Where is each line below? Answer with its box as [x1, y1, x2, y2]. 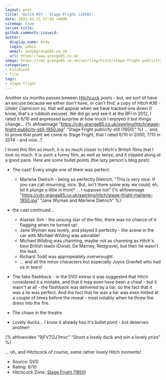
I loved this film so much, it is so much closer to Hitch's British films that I [5, 146, 154, 152]
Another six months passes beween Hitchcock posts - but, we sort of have [5, 95, 157, 101]
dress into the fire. [12, 300, 50, 306]
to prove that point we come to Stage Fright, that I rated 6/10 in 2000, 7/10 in [5, 131, 161, 137]
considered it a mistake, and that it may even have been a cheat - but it [12, 279, 157, 285]
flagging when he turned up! [19, 222, 78, 228]
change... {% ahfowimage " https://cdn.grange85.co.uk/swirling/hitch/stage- [5, 121, 161, 127]
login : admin [9, 44, 37, 49]
